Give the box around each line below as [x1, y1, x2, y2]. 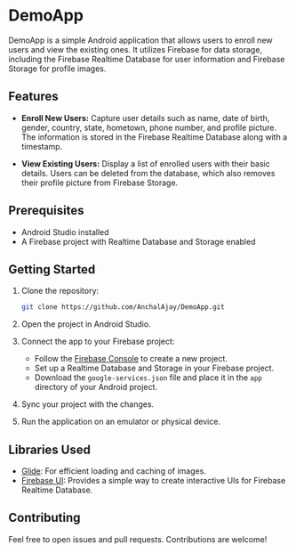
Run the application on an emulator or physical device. [20, 416, 221, 427]
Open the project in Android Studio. [20, 319, 152, 329]
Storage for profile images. [8, 63, 107, 74]
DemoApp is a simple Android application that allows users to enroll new [8, 35, 273, 45]
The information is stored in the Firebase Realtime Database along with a [20, 131, 288, 142]
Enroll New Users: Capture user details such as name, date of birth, [20, 112, 270, 123]
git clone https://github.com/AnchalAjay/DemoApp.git [20, 303, 225, 312]
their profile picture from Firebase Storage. [20, 177, 179, 188]
